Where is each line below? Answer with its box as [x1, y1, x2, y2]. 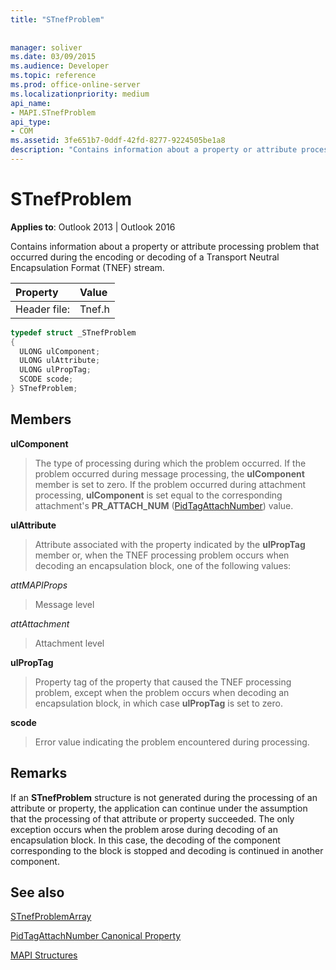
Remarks [10, 765, 68, 782]
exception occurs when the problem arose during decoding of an [10, 823, 278, 835]
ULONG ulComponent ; [19, 346, 101, 356]
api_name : [10, 98, 52, 108]
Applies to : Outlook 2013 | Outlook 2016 [10, 221, 176, 233]
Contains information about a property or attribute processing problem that [10, 240, 320, 252]
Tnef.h [79, 302, 110, 316]
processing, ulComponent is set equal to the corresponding [34, 489, 283, 501]
